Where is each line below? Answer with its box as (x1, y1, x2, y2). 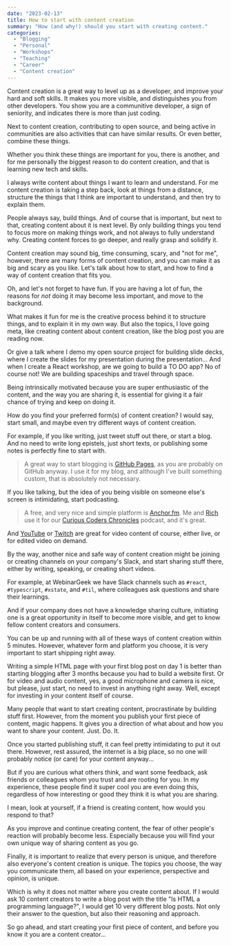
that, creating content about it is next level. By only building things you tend (7, 221, 221, 229)
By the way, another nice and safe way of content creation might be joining (7, 550, 221, 558)
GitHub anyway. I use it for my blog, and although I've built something (23, 467, 222, 475)
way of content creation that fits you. (7, 270, 112, 279)
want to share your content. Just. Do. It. (7, 726, 120, 735)
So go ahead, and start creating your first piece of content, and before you (7, 922, 219, 931)
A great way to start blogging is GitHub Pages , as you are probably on (23, 459, 223, 468)
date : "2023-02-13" (7, 10, 63, 17)
